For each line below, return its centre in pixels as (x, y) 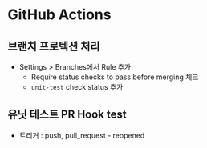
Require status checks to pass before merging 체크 (115, 77)
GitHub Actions (59, 15)
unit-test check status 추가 (77, 87)
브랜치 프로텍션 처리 (54, 46)
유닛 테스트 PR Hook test (67, 115)
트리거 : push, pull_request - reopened (82, 135)
